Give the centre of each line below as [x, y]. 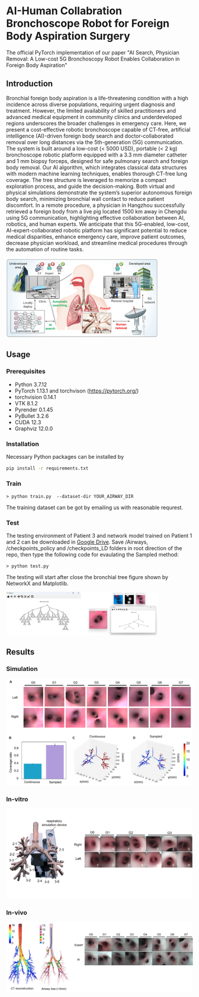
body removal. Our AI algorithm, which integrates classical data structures [97, 167]
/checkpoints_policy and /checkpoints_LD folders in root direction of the [94, 548]
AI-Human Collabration [64, 11]
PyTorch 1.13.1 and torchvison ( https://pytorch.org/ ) [77, 391]
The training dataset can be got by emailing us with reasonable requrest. [95, 507]
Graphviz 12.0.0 [34, 429]
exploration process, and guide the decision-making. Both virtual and [90, 186]
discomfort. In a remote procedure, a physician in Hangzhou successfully [96, 205]
